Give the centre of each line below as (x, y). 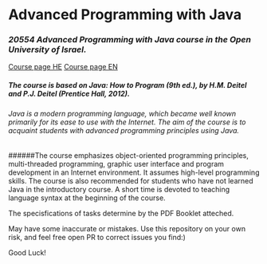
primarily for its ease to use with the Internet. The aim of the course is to (127, 122)
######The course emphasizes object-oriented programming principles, (128, 156)
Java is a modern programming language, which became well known (122, 114)
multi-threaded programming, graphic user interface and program (116, 164)
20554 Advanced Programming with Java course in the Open (130, 40)
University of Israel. (47, 49)
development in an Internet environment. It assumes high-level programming (134, 172)
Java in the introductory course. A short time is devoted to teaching (119, 190)
